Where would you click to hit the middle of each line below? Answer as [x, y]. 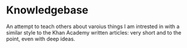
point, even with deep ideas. [41, 39]
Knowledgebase [47, 10]
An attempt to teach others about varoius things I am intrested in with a [93, 26]
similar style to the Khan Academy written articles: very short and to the [94, 32]
